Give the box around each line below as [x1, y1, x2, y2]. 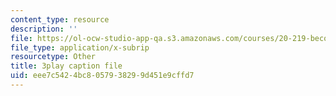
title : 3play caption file [10, 61, 123, 71]
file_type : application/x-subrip [10, 42, 150, 53]
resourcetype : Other [10, 52, 97, 62]
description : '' [10, 24, 78, 34]
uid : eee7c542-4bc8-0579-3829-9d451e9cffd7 [10, 71, 195, 81]
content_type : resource [10, 14, 110, 25]
